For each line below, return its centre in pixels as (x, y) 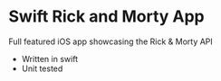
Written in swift (50, 58)
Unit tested (42, 68)
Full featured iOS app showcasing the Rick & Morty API (111, 41)
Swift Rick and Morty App (106, 17)
